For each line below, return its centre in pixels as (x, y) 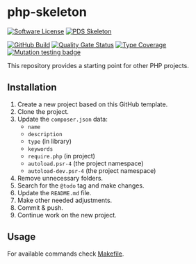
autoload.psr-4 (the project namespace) (85, 163)
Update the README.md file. (54, 192)
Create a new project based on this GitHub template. (92, 104)
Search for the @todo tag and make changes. (81, 185)
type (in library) (49, 141)
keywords (40, 149)
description (45, 134)
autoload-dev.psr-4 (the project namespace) (92, 170)
